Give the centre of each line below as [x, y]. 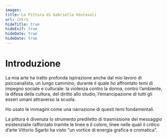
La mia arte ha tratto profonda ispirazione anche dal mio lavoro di [74, 77]
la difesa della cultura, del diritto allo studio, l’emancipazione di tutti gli [79, 94]
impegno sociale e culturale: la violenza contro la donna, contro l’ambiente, [84, 88]
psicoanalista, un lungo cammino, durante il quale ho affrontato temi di [79, 83]
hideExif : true [21, 29]
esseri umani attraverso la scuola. [41, 99]
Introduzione [33, 64]
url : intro [17, 19]
